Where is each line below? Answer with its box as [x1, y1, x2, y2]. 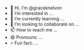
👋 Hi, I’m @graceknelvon [10, 5, 62, 11]
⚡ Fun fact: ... [10, 40, 38, 46]
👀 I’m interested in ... [10, 10, 53, 16]
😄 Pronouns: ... [10, 34, 43, 40]
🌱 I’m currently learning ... [10, 16, 65, 21]
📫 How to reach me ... [10, 27, 58, 33]
